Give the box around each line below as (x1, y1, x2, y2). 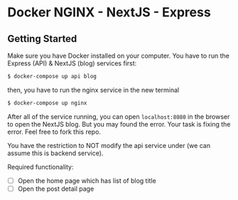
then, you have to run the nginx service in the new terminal (7, 85, 180, 94)
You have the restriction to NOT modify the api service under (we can (7, 141, 211, 149)
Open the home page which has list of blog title (17, 176, 156, 185)
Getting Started (7, 33, 77, 45)
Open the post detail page (17, 184, 94, 193)
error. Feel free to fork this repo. (7, 127, 102, 136)
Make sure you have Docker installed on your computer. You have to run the (7, 51, 229, 60)
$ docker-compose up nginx (7, 99, 87, 107)
